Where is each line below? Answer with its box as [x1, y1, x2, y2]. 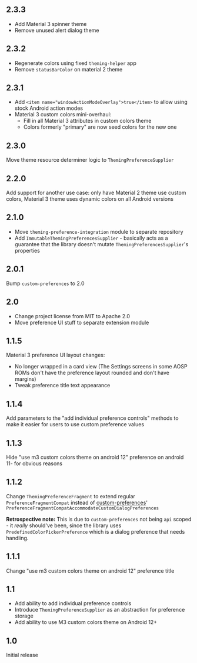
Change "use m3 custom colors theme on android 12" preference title [6, 567, 175, 574]
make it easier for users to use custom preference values [6, 421, 145, 428]
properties [14, 247, 40, 254]
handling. [6, 534, 29, 541]
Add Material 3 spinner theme [14, 20, 87, 27]
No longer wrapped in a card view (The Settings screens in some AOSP [14, 363, 188, 370]
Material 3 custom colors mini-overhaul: [14, 111, 112, 118]
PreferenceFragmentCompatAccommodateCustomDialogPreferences [6, 505, 159, 511]
